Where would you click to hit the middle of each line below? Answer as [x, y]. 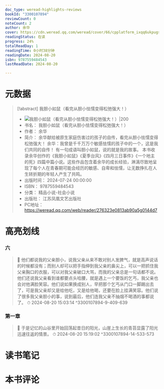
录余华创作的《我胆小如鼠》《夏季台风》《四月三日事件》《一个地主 [90, 156]
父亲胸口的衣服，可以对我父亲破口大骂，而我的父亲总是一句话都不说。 [88, 272]
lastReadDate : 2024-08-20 [31, 64]
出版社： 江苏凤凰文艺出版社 [53, 199]
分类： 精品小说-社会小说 [49, 193]
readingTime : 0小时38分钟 [30, 50]
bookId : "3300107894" [27, 14]
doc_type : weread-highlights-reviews [43, 10]
